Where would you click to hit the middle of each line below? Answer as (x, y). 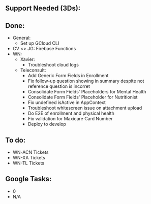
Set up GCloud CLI (40, 43)
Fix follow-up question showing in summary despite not (86, 81)
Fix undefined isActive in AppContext (67, 103)
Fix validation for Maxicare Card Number (70, 119)
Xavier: (27, 59)
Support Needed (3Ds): (43, 8)
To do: (16, 140)
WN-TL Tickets (28, 163)
